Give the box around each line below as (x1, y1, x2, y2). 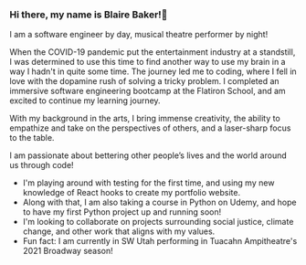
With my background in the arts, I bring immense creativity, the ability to (9, 113, 280, 124)
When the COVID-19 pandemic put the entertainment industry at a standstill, (9, 47, 296, 58)
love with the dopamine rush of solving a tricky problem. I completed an (9, 76, 280, 87)
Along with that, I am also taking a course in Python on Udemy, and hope (22, 196, 297, 208)
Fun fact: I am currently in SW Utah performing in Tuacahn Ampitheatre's (22, 236, 298, 247)
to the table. (9, 132, 55, 143)
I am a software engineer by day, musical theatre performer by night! (9, 29, 269, 40)
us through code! (9, 160, 75, 171)
